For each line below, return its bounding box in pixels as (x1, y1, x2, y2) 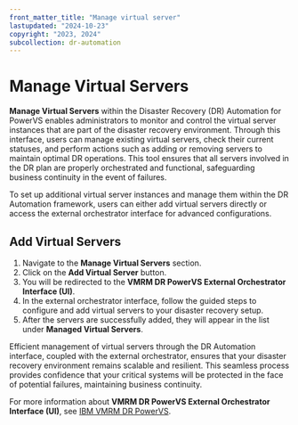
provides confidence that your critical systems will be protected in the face (9, 370, 284, 380)
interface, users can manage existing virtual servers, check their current (9, 135, 274, 145)
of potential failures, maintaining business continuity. (9, 380, 203, 389)
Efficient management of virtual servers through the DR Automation (9, 341, 256, 352)
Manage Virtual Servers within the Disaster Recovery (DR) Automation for (9, 106, 282, 117)
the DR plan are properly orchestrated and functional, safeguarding (9, 162, 255, 174)
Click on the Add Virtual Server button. (21, 267, 167, 277)
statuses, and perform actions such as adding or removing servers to (9, 143, 262, 154)
